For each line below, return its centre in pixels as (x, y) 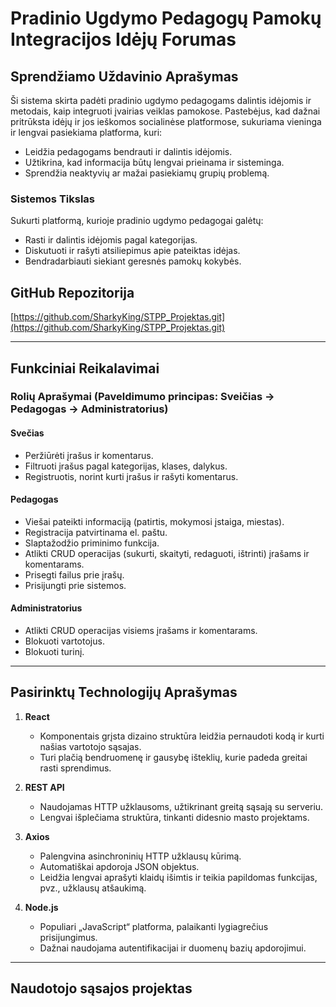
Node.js (41, 907)
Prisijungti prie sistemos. (75, 585)
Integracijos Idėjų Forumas (123, 39)
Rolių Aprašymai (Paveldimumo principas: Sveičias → (142, 397)
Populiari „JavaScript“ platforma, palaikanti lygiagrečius (154, 926)
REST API (44, 787)
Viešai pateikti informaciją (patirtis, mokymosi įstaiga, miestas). (154, 521)
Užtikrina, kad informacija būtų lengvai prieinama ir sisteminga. (154, 162)
